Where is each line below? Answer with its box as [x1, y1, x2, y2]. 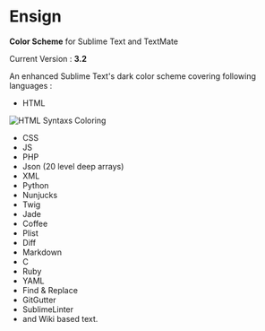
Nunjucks [21, 189, 58, 200]
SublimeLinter [21, 303, 74, 315]
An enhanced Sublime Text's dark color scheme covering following [9, 70, 257, 82]
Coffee [21, 218, 48, 229]
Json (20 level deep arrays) [21, 161, 124, 171]
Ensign [9, 6, 62, 27]
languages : [9, 80, 53, 91]
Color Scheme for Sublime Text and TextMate [9, 36, 179, 47]
